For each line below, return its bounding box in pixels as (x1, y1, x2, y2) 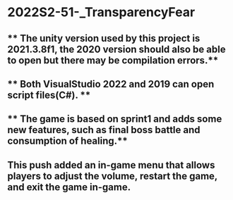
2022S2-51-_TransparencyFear (7, 4, 196, 20)
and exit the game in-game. (7, 181, 131, 193)
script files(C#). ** (7, 89, 91, 101)
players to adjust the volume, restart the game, (7, 170, 217, 182)
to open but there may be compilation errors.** (7, 54, 219, 66)
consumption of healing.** (7, 135, 129, 147)
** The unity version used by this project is (7, 32, 201, 44)
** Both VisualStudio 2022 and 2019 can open (7, 78, 215, 90)
